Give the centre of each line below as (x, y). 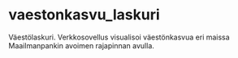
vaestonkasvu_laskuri (84, 15)
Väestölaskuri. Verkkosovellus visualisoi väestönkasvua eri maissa (119, 37)
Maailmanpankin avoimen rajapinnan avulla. (81, 45)
